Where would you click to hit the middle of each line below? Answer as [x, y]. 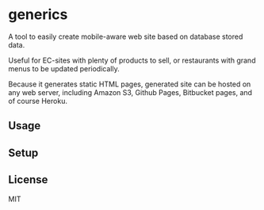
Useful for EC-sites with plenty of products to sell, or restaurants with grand [132, 60]
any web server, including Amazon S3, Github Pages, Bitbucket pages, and [130, 92]
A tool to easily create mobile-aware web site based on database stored [126, 36]
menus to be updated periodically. [64, 68]
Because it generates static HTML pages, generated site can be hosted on [130, 84]
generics [38, 15]
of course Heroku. [38, 101]
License [28, 180]
